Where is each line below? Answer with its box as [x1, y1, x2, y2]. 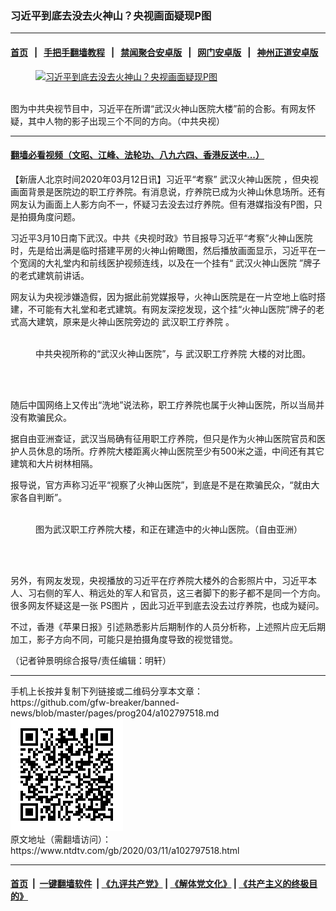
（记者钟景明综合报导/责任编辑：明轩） [10, 654, 172, 666]
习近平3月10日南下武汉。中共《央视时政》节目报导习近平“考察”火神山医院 [10, 232, 313, 244]
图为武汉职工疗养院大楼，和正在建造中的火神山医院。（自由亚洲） [35, 523, 303, 535]
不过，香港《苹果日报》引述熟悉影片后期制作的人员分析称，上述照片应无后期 [10, 620, 326, 632]
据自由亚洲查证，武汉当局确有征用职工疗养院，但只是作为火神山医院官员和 [10, 432, 317, 444]
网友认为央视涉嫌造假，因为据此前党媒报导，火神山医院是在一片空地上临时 [10, 290, 317, 302]
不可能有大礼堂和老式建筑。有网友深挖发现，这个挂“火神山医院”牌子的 [27, 303, 317, 315]
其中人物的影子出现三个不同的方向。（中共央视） [27, 115, 225, 127]
